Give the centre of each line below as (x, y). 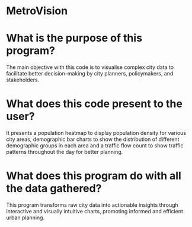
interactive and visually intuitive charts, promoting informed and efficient (95, 211)
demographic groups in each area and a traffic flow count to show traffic (95, 146)
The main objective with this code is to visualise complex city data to (90, 67)
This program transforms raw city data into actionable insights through (92, 205)
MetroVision (37, 11)
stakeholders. (23, 80)
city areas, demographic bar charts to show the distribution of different (93, 139)
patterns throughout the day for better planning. (65, 152)
